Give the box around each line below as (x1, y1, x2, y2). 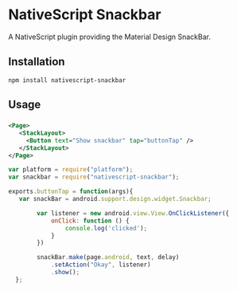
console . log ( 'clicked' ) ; (64, 224, 148, 232)
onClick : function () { (50, 217, 130, 225)
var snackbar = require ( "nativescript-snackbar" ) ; (8, 173, 180, 181)
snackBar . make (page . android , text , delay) (37, 254, 180, 262)
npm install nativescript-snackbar (8, 76, 126, 85)
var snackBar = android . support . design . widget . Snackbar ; (18, 195, 212, 203)
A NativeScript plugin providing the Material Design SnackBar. (8, 32, 211, 41)
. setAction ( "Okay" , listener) (50, 261, 151, 269)
